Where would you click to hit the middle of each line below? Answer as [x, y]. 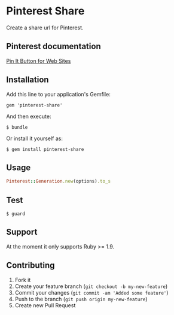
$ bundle [17, 127]
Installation [28, 80]
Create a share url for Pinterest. [45, 28]
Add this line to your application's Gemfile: [58, 94]
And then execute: [29, 116]
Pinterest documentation [54, 46]
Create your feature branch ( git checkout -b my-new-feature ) [91, 286]
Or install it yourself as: [34, 138]
